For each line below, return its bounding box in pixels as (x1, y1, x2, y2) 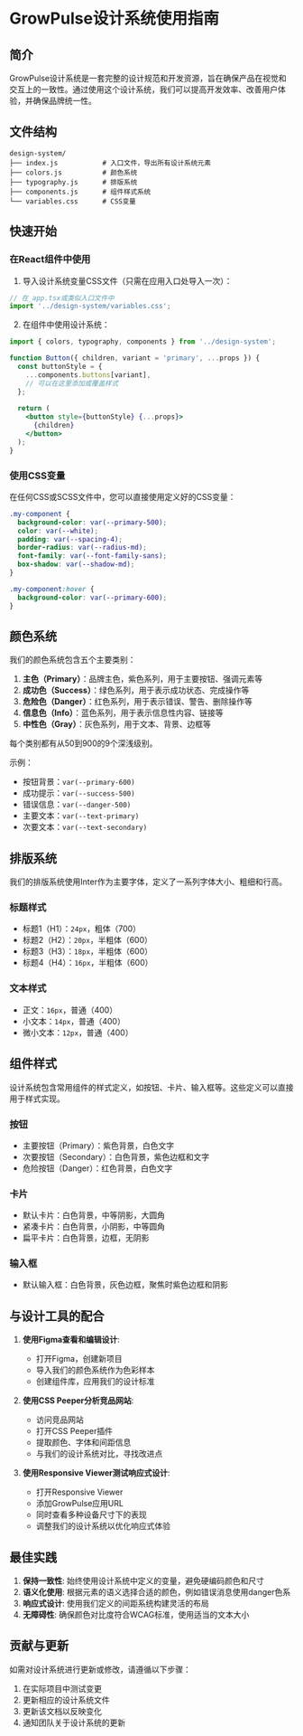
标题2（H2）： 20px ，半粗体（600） (22, 935, 153, 946)
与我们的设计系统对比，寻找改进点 (35, 1448, 163, 1459)
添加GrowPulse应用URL (35, 1498, 124, 1509)
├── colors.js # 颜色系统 (9, 168, 138, 177)
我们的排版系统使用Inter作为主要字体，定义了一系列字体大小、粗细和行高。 (9, 876, 287, 887)
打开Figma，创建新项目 (35, 1354, 123, 1364)
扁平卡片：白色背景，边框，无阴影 (22, 1232, 150, 1243)
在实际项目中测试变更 (22, 1683, 102, 1694)
